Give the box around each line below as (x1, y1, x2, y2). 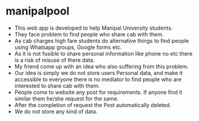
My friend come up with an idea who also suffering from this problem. (14, 62, 189, 70)
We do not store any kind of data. (14, 108, 98, 115)
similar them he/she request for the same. (14, 95, 119, 102)
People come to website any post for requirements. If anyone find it (14, 88, 183, 96)
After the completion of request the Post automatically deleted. (14, 101, 172, 108)
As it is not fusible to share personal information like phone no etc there (14, 50, 193, 57)
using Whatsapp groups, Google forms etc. (14, 44, 122, 51)
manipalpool (5, 4, 70, 18)
